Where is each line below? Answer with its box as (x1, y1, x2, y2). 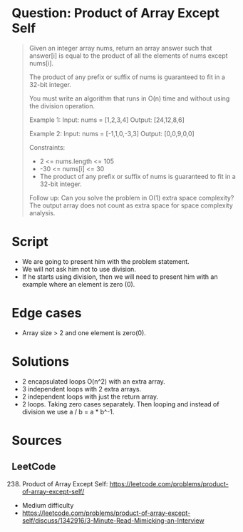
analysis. (29, 208, 56, 217)
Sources (11, 432, 63, 449)
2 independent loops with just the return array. (21, 392, 159, 401)
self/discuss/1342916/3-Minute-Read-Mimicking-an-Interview (21, 516, 205, 525)
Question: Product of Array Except (11, 5, 219, 21)
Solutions (11, 354, 70, 369)
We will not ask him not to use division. (21, 265, 136, 273)
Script (11, 234, 48, 250)
